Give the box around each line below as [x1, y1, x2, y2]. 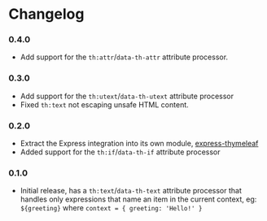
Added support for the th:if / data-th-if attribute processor [20, 147, 221, 157]
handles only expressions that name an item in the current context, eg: [20, 194, 257, 204]
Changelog [8, 5, 85, 24]
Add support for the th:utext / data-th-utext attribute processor [20, 91, 234, 101]
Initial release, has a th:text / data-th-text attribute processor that [20, 186, 242, 196]
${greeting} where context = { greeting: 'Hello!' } [20, 203, 203, 213]
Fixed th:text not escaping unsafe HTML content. [20, 99, 189, 110]
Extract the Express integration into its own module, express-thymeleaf [20, 139, 259, 149]
